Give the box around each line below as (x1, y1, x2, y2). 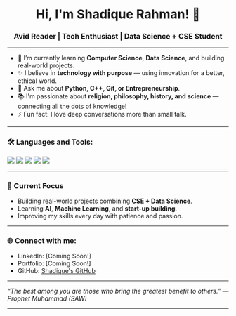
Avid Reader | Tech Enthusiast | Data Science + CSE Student (13, 32, 223, 41)
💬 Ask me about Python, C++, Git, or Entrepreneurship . (17, 84, 181, 93)
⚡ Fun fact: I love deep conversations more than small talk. (17, 110, 188, 119)
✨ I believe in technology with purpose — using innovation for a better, (17, 69, 225, 77)
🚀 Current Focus (7, 180, 64, 190)
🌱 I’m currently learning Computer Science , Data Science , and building (17, 54, 225, 62)
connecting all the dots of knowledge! (17, 102, 127, 111)
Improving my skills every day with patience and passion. (17, 212, 183, 220)
